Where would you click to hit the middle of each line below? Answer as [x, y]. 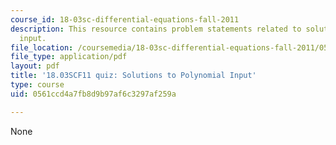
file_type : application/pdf [69, 57]
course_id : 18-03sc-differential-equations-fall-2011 [125, 19]
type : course [37, 85]
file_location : [42, 47]
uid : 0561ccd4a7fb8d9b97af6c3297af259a [93, 94]
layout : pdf [35, 66]
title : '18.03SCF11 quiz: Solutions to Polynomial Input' [133, 76]
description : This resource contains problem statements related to [156, 29]
